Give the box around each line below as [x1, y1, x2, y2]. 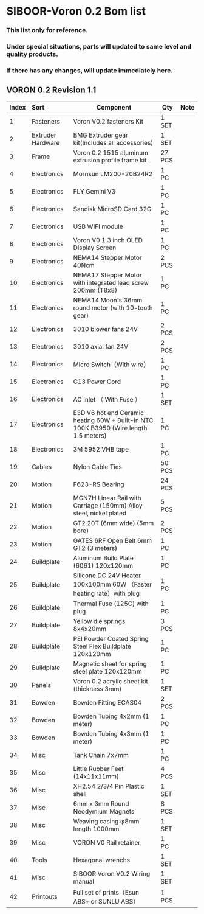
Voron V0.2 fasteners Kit [73, 117, 144, 125]
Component [96, 103, 132, 111]
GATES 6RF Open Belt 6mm [73, 536, 152, 545]
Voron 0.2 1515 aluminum [73, 148, 149, 156]
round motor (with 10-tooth [73, 303, 153, 312]
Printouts [32, 892, 58, 901]
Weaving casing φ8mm [73, 817, 140, 825]
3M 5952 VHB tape [73, 445, 129, 453]
